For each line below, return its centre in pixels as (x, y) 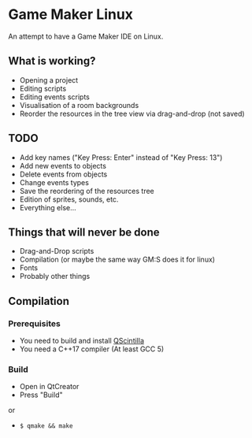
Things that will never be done (84, 232)
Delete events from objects (63, 174)
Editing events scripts (55, 97)
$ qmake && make (46, 426)
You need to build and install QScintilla (82, 341)
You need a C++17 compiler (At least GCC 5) (92, 349)
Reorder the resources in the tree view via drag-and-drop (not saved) (132, 113)
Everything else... (48, 207)
